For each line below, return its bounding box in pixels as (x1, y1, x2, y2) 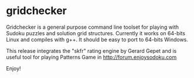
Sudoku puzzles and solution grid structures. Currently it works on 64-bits (6, 29, 186, 36)
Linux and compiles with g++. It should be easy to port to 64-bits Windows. (6, 36, 189, 43)
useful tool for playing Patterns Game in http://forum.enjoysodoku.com (6, 53, 177, 60)
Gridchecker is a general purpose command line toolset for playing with (6, 23, 179, 30)
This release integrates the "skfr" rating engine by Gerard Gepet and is (6, 47, 177, 54)
